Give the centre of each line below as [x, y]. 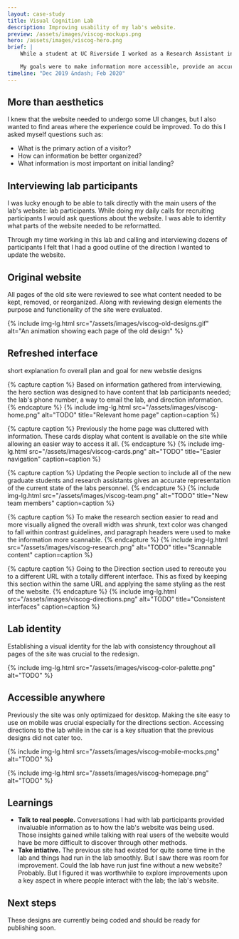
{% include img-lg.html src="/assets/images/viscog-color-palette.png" [111, 667]
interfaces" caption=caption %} [54, 606]
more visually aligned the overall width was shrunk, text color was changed [117, 524]
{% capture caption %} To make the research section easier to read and [113, 517]
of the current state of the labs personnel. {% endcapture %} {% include [113, 488]
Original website [44, 277]
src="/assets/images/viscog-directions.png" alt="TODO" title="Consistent [116, 599]
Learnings [30, 802]
